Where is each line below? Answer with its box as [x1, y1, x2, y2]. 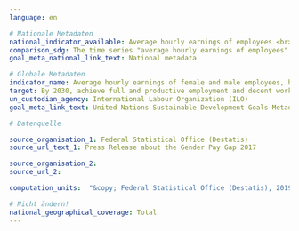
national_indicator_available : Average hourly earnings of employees [9, 37, 273, 46]
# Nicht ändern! [9, 199, 69, 209]
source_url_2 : [9, 168, 62, 177]
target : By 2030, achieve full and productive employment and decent [9, 86, 273, 95]
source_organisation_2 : [9, 159, 98, 169]
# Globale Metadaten [9, 70, 86, 79]
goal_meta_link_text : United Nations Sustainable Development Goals [9, 103, 269, 112]
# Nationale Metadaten [9, 28, 93, 38]
